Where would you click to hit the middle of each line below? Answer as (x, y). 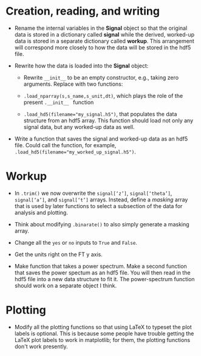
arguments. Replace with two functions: (73, 84)
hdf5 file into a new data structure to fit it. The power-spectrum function (104, 279)
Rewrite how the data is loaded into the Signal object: (81, 66)
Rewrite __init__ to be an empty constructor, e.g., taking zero (101, 77)
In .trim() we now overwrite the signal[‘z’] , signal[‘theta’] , (93, 193)
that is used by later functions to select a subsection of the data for (98, 206)
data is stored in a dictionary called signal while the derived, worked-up (104, 34)
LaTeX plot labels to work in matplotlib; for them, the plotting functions (102, 340)
